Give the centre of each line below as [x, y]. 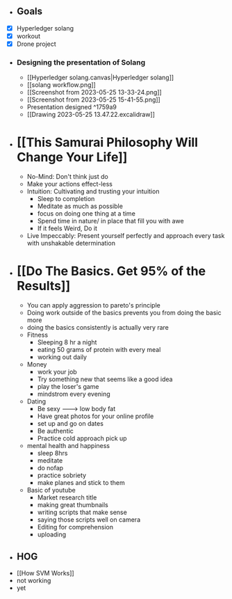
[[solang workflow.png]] [61, 85]
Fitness [38, 335]
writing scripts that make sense [82, 512]
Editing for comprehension [75, 527]
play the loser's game [68, 387]
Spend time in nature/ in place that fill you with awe [111, 221]
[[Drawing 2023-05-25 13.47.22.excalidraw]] [91, 115]
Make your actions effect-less [69, 184]
